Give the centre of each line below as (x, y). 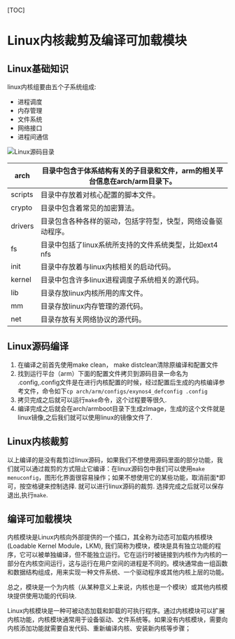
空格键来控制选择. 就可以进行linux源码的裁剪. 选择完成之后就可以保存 (124, 486)
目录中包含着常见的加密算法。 (90, 208)
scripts (22, 194)
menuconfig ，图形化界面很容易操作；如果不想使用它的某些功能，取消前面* (113, 477)
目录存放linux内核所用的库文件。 (94, 293)
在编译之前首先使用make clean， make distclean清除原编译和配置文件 (118, 365)
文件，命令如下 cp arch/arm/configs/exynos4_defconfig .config (115, 391)
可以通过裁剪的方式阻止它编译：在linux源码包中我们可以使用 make (112, 469)
